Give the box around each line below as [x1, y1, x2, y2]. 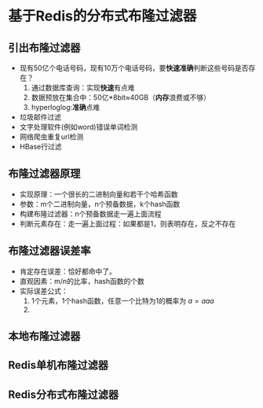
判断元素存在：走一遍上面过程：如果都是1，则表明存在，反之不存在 [19, 219, 236, 228]
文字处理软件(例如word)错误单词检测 [19, 123, 138, 131]
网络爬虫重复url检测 [19, 132, 84, 142]
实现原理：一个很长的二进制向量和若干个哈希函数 [19, 189, 178, 199]
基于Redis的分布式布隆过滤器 [8, 7, 197, 25]
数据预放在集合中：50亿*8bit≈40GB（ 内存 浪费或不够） [31, 93, 210, 102]
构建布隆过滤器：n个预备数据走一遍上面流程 [19, 209, 163, 219]
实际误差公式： [19, 286, 68, 296]
